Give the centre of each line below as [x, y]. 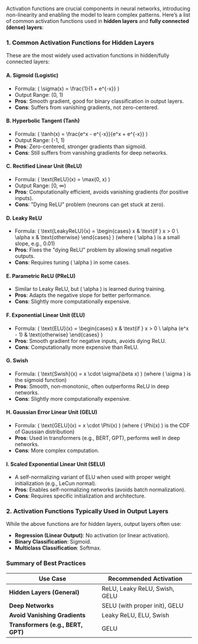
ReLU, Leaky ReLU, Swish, [138, 589]
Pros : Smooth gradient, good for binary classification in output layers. [99, 101]
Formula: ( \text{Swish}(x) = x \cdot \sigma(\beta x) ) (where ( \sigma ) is [103, 374]
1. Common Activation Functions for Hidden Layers [80, 43]
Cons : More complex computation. [57, 450]
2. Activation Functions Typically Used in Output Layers [88, 511]
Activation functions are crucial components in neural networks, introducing [98, 9]
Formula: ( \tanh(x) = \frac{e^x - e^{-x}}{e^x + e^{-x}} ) [81, 134]
